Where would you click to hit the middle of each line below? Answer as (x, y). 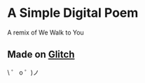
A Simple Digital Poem (73, 13)
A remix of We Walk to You (46, 32)
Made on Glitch (41, 55)
